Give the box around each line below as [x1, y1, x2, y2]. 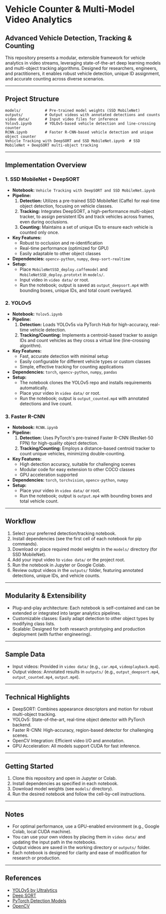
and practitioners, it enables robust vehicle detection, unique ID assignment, [5, 70, 161, 76]
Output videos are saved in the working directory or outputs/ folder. [12, 844, 151, 850]
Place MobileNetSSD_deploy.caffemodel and [19, 266, 108, 272]
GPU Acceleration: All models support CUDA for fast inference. [12, 743, 141, 749]
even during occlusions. [19, 218, 69, 224]
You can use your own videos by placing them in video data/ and [12, 834, 146, 840]
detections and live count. [19, 401, 73, 407]
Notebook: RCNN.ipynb [12, 424, 58, 430]
